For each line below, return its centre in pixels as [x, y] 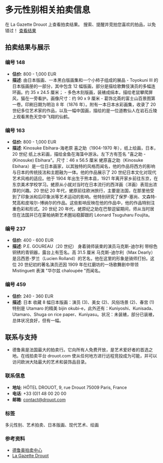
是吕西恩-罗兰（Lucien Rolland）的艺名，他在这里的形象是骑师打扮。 [81, 259]
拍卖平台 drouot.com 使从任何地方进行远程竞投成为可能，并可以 [93, 356]
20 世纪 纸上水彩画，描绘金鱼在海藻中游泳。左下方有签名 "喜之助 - [79, 154]
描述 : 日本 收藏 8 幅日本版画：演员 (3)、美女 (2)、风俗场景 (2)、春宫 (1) [83, 302]
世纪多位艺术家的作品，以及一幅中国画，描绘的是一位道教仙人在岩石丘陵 [84, 111]
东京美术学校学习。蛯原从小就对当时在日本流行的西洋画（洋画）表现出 [82, 184]
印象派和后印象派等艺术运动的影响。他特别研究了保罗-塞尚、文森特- [89, 196]
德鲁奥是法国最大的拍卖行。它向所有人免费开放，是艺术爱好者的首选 [80, 350]
